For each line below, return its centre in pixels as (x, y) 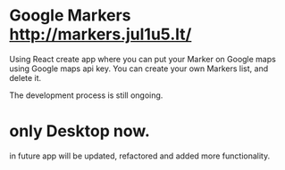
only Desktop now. (80, 131)
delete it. (25, 77)
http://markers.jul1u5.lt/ (101, 34)
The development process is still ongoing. (86, 95)
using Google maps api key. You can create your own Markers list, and (139, 69)
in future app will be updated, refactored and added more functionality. (140, 156)
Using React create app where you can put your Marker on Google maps (143, 59)
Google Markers (70, 16)
